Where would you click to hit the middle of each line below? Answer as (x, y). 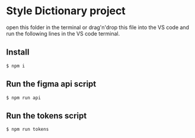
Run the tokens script (47, 116)
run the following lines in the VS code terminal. (63, 33)
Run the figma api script (51, 84)
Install (18, 52)
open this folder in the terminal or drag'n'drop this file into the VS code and (98, 27)
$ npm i (16, 66)
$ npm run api (24, 98)
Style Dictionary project (66, 11)
